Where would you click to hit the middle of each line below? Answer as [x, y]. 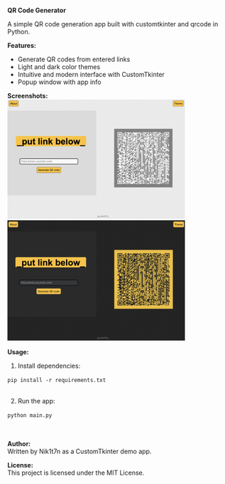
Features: [22, 45]
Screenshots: [28, 96]
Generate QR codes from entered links [74, 59]
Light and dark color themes [59, 67]
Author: [19, 443]
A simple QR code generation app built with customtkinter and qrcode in [113, 24]
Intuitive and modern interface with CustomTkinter [91, 74]
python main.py [30, 415]
